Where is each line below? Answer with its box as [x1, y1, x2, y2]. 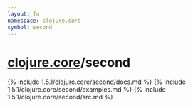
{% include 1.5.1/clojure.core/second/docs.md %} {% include [7, 77, 187, 86]
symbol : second [7, 23, 53, 31]
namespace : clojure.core [7, 17, 81, 24]
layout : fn [7, 10, 40, 18]
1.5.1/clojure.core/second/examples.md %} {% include [7, 85, 166, 94]
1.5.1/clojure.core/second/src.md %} [7, 93, 114, 102]
